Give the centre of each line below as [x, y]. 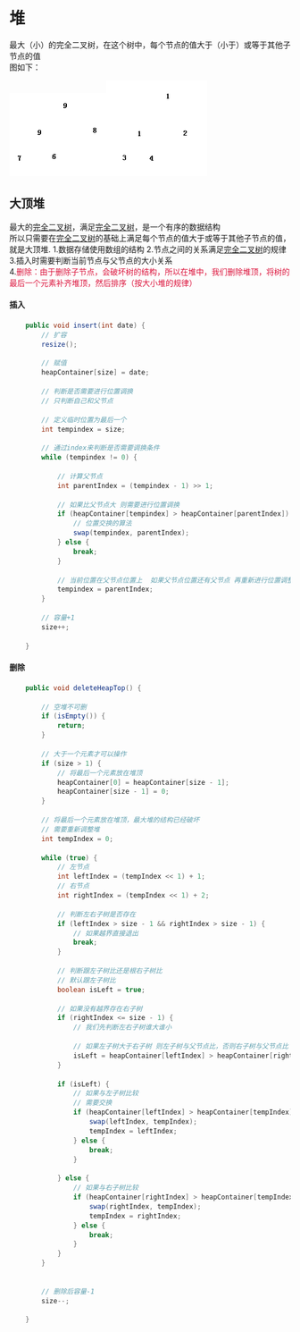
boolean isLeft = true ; [101, 990]
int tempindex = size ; [83, 429]
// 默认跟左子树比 [86, 980]
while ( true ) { [70, 858]
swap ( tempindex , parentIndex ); [131, 533]
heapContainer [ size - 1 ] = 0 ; [113, 792]
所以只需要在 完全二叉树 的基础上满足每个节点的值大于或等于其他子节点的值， [150, 238]
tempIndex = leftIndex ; [133, 1131]
